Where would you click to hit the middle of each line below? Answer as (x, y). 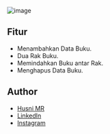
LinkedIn (29, 116)
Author (22, 92)
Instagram (31, 122)
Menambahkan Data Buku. (54, 49)
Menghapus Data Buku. (50, 70)
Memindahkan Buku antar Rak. (60, 63)
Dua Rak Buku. (38, 55)
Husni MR (31, 108)
